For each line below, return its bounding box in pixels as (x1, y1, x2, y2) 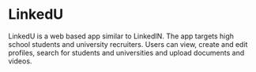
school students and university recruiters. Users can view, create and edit (8, 39, 248, 49)
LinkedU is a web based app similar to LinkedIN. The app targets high (8, 31, 235, 41)
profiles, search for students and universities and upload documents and (8, 48, 245, 57)
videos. (8, 56, 32, 66)
